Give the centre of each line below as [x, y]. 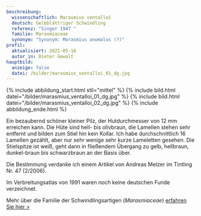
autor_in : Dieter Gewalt [43, 56]
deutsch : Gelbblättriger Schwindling [59, 23]
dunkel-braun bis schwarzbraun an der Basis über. [69, 153]
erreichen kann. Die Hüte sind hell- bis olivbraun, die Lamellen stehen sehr [98, 127]
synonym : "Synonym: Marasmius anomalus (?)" [68, 40]
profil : [16, 46]
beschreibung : [24, 12]
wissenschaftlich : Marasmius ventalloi [61, 17]
